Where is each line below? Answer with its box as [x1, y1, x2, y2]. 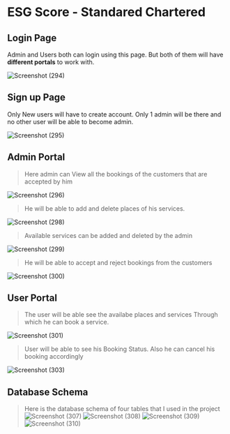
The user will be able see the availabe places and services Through [24, 310, 218, 319]
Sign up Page [7, 91, 66, 103]
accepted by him [24, 177, 73, 186]
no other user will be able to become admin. [7, 117, 134, 126]
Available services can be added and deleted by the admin [24, 231, 193, 239]
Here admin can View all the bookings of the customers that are [24, 170, 208, 178]
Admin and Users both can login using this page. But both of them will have [7, 50, 224, 59]
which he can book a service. [24, 318, 109, 327]
